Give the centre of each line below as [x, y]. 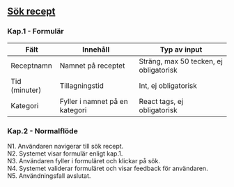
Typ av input [181, 50]
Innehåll [96, 50]
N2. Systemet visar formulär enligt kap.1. [65, 154]
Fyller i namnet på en [94, 101]
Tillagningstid [82, 85]
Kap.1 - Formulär [36, 31]
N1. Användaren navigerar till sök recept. [65, 146]
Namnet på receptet [92, 66]
